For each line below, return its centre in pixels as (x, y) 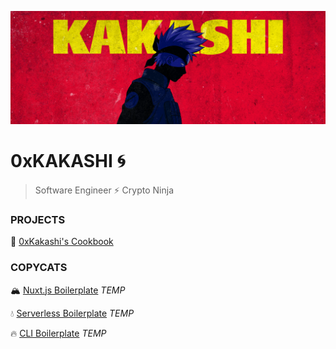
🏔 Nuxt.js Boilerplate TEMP (68, 290)
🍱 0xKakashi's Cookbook (62, 242)
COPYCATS (39, 268)
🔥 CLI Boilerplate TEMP (58, 333)
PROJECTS (38, 219)
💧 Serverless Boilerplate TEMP (72, 313)
